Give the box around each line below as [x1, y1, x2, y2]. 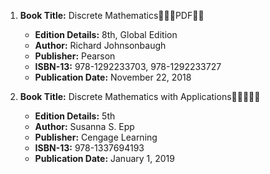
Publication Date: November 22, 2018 [34, 71, 192, 83]
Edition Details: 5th [34, 110, 116, 122]
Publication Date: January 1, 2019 [34, 153, 175, 164]
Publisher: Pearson [34, 50, 116, 62]
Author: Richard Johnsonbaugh [34, 40, 167, 51]
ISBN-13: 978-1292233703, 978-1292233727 [34, 61, 222, 72]
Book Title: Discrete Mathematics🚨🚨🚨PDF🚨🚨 [19, 10, 205, 21]
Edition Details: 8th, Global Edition [34, 29, 178, 40]
